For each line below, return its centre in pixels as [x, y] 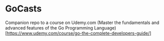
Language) [105, 27]
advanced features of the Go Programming [49, 27]
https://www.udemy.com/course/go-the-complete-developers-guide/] [79, 33]
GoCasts [23, 9]
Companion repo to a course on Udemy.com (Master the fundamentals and [82, 22]
